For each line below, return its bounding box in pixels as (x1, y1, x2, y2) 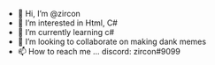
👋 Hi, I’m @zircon (17, 9, 81, 18)
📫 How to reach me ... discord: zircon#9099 (17, 47, 181, 56)
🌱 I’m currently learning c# (17, 27, 115, 37)
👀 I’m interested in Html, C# (17, 18, 118, 28)
